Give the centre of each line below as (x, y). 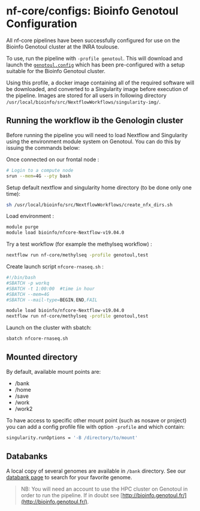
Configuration (42, 24)
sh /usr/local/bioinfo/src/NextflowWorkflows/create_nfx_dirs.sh (89, 205)
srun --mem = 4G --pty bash (38, 176)
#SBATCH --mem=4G (28, 294)
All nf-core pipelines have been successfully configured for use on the (93, 40)
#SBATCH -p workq (28, 283)
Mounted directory (42, 357)
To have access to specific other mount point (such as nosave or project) (96, 420)
